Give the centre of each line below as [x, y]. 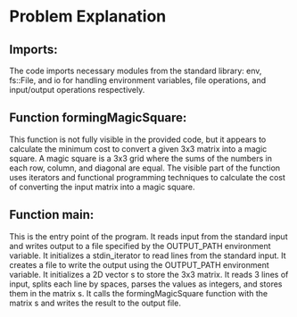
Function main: [52, 215]
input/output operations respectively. [77, 90]
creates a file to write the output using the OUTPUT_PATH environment [139, 264]
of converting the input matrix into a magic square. [102, 187]
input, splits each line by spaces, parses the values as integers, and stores [146, 284]
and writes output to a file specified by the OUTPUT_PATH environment [140, 246]
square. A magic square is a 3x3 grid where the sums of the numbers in [140, 158]
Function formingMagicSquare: [98, 118]
